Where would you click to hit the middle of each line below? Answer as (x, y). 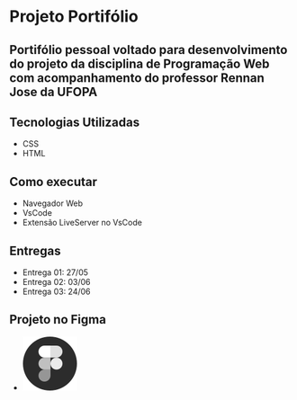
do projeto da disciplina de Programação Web (139, 63)
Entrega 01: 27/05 (55, 272)
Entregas (35, 250)
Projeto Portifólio (74, 17)
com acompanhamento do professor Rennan (137, 78)
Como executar (53, 182)
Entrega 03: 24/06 (57, 292)
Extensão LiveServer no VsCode (82, 223)
